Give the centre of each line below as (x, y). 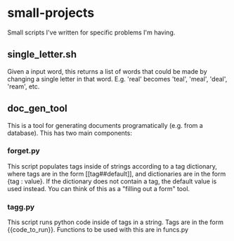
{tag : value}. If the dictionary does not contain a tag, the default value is (112, 181)
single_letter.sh (42, 54)
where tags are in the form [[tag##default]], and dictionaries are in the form (117, 174)
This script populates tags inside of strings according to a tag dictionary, (112, 166)
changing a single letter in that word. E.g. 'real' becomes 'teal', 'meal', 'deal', (117, 79)
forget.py (24, 151)
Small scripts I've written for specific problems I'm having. (91, 32)
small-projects (51, 13)
